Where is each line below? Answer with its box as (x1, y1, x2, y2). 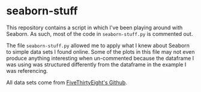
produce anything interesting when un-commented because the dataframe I (6, 54, 194, 62)
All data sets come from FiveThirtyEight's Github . (6, 79, 127, 86)
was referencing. (6, 67, 48, 74)
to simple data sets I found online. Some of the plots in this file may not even (6, 48, 195, 55)
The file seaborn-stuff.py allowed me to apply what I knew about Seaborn (6, 42, 190, 49)
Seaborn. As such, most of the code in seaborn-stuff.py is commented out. (6, 30, 193, 37)
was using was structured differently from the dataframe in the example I (6, 61, 187, 68)
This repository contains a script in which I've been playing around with (6, 24, 183, 31)
